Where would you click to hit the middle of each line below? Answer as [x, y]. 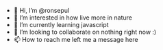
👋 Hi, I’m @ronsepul [41, 10]
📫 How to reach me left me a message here [76, 40]
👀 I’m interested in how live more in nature [73, 18]
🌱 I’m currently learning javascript [61, 25]
